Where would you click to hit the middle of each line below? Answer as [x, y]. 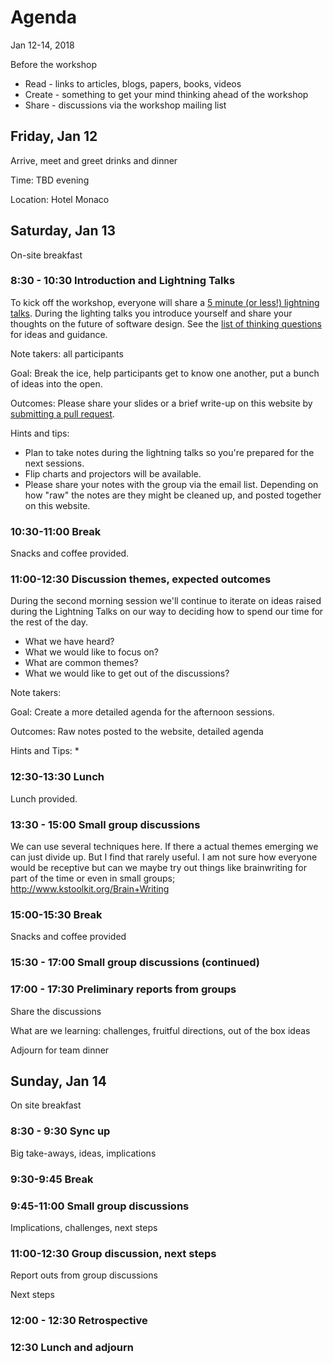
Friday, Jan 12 [54, 136]
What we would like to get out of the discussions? [127, 673]
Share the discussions [56, 1011]
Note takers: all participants [67, 353]
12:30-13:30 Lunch [57, 777]
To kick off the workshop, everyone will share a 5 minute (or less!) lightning [165, 302]
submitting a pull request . [62, 413]
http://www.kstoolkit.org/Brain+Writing [90, 889]
